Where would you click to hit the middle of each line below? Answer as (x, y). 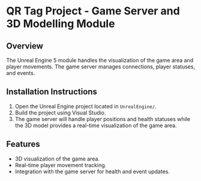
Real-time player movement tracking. (61, 165)
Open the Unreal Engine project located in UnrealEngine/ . (86, 106)
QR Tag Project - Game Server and (93, 11)
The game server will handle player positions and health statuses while (103, 119)
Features (23, 144)
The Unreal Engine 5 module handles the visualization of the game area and (100, 60)
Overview (25, 46)
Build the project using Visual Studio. (60, 113)
